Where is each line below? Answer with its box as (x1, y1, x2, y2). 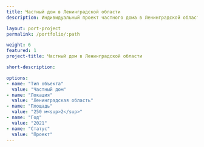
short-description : (6, 64, 56, 70)
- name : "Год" (6, 114, 42, 120)
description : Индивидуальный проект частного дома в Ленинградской (6, 15, 181, 21)
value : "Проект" (12, 131, 53, 137)
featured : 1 (6, 48, 36, 54)
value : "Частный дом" (12, 86, 67, 93)
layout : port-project (6, 25, 61, 31)
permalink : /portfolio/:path (6, 31, 80, 37)
